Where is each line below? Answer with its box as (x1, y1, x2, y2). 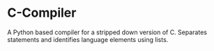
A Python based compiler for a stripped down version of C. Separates (7, 28, 208, 36)
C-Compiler (7, 5, 77, 21)
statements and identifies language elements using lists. (7, 35, 169, 43)
